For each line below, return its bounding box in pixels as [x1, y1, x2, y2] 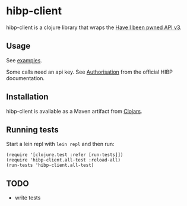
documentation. [6, 74, 45, 81]
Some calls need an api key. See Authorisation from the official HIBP [6, 68, 173, 75]
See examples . [6, 56, 43, 64]
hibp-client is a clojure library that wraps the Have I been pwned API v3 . [6, 24, 182, 31]
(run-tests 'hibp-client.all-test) [6, 162, 94, 169]
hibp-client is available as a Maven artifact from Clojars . [6, 107, 142, 115]
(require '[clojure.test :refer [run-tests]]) [6, 152, 123, 158]
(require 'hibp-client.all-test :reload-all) [6, 157, 121, 163]
